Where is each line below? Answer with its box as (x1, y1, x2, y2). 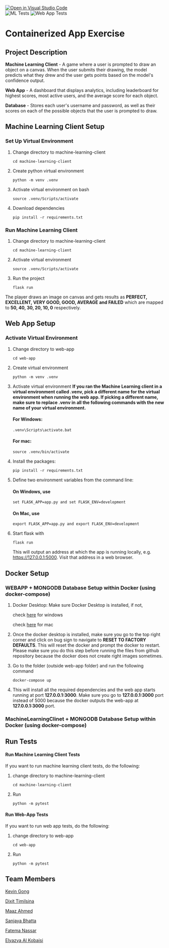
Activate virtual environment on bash (12, 186, 89, 192)
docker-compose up (12, 678, 51, 683)
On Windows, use (12, 488, 51, 494)
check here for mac (12, 622, 53, 628)
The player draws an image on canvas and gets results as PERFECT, (5, 294, 147, 300)
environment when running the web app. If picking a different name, (12, 394, 158, 400)
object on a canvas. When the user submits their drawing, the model (5, 67, 147, 73)
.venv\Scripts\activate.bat (12, 427, 72, 432)
